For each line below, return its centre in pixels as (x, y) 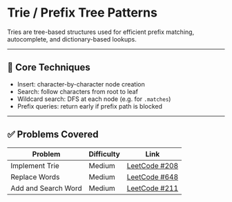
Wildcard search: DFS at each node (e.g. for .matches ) (94, 99)
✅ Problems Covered (53, 135)
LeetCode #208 (153, 165)
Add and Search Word (46, 188)
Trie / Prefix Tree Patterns (82, 13)
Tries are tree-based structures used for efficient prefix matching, (101, 32)
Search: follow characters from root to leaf (77, 91)
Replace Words (35, 176)
